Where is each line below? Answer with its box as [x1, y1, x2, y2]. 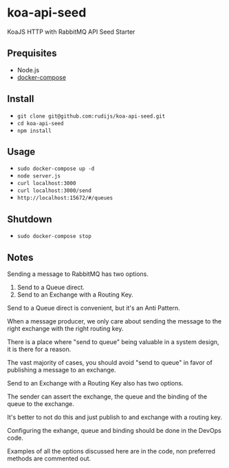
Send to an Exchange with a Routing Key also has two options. [7, 379, 184, 387]
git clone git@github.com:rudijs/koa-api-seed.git [17, 112, 166, 120]
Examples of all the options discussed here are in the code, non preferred [7, 447, 215, 455]
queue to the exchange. [7, 400, 74, 407]
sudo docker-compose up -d [17, 165, 95, 173]
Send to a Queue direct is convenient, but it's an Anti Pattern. [7, 304, 180, 312]
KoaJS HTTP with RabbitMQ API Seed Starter [7, 28, 135, 36]
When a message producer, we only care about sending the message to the [7, 317, 222, 325]
